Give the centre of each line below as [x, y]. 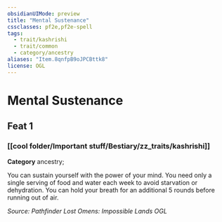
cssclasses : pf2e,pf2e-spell [50, 27]
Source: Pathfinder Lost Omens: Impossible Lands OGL [87, 211]
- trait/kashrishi [41, 40]
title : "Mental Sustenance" [48, 20]
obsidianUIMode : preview [44, 14]
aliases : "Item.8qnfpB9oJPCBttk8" [58, 60]
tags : [15, 33]
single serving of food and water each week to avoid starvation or [103, 182]
